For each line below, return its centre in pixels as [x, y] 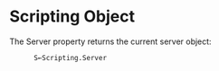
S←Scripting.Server [70, 58]
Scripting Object [72, 17]
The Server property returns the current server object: [110, 41]
